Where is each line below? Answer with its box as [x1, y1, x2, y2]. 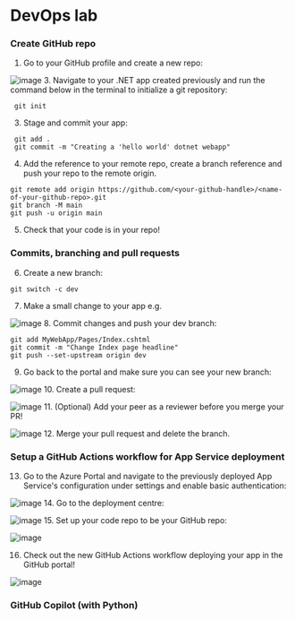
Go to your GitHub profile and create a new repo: [22, 57, 204, 68]
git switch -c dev [10, 284, 79, 294]
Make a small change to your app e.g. [22, 300, 162, 311]
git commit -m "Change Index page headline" [10, 342, 179, 352]
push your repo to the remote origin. [22, 168, 157, 179]
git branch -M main [10, 201, 83, 211]
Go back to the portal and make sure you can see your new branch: [22, 366, 272, 377]
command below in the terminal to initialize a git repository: [10, 84, 228, 95]
